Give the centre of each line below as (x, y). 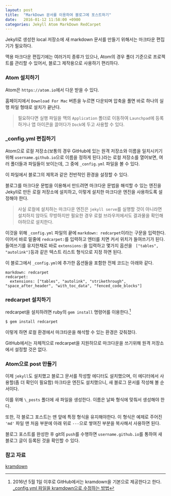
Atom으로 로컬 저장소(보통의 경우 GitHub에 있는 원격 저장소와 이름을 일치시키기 (84, 151)
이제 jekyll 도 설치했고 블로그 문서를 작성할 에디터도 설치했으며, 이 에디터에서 (82, 376)
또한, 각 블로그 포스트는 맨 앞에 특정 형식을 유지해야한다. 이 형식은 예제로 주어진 (84, 417)
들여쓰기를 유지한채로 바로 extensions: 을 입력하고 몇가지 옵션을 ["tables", (82, 245)
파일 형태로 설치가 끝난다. (36, 107)
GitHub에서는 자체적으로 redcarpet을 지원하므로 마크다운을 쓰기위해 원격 (78, 343)
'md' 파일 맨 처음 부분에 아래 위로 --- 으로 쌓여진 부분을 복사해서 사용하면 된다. (83, 423)
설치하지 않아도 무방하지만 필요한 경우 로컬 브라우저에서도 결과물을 (84, 215)
